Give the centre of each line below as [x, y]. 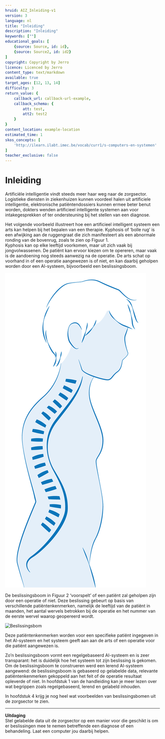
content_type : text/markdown [35, 73]
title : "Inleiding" [25, 26]
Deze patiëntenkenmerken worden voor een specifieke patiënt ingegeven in [82, 635]
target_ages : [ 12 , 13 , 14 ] [33, 83]
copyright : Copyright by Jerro [37, 62]
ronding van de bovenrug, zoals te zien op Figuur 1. [57, 240]
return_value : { [22, 93]
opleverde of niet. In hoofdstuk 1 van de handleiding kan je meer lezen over [81, 682]
